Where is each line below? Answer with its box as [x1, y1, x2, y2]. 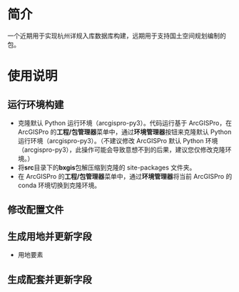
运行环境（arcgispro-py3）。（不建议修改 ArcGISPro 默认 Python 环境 [17, 136, 218, 145]
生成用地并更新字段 [7, 230, 92, 242]
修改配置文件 [7, 204, 64, 216]
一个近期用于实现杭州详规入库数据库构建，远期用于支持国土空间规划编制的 [7, 31, 226, 40]
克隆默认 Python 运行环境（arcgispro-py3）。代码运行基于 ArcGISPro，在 [17, 118, 232, 127]
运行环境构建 [7, 98, 64, 110]
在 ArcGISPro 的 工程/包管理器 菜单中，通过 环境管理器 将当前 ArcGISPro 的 [17, 172, 233, 180]
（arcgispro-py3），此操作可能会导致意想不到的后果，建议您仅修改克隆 [17, 145, 226, 154]
